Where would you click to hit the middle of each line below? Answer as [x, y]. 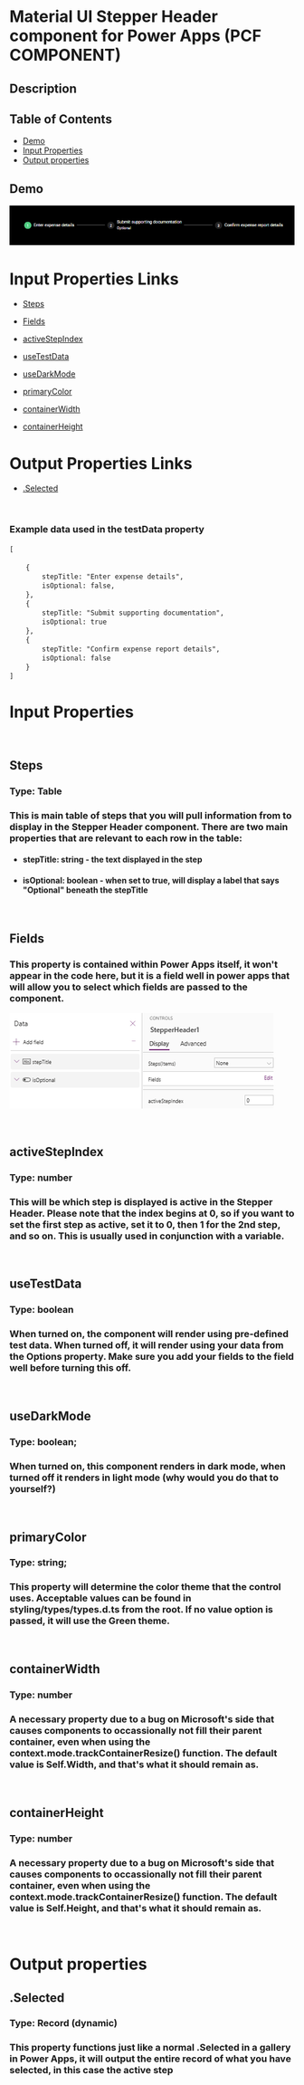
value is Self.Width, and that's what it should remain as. [134, 1765]
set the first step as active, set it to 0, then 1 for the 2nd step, [145, 1224]
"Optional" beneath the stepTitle [85, 890]
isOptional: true [74, 622]
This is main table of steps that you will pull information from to [151, 815]
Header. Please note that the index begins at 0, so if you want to [152, 1213]
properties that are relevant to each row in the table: [126, 837]
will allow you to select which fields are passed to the [129, 987]
